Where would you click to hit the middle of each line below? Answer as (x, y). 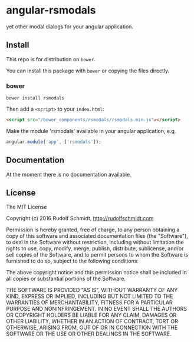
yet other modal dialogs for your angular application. (70, 26)
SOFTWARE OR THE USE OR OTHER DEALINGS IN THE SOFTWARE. (89, 334)
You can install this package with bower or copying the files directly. (88, 71)
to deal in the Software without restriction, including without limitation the (95, 243)
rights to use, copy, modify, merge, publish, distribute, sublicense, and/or (95, 248)
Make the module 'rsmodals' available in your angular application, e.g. (91, 131)
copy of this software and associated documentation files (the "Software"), (97, 236)
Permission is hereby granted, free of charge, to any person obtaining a (93, 230)
